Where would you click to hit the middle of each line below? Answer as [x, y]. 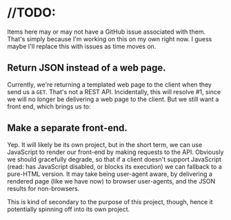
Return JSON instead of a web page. [87, 68]
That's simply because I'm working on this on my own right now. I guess [110, 38]
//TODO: [32, 13]
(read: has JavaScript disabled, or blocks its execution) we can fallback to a [114, 166]
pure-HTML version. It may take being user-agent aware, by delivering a [110, 174]
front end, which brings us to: [49, 106]
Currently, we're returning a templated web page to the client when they [110, 85]
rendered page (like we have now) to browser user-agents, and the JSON [111, 181]
